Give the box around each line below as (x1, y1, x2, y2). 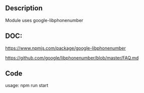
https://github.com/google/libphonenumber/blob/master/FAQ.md (5, 54, 139, 60)
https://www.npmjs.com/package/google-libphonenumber (5, 45, 126, 51)
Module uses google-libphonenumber (5, 17, 84, 23)
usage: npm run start (5, 82, 49, 88)
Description (5, 4, 43, 12)
